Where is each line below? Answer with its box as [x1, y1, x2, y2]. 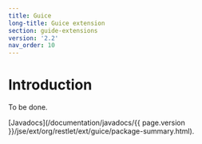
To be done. [8, 102, 48, 112]
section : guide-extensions [8, 26, 98, 34]
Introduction [8, 76, 93, 94]
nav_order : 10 [8, 42, 56, 50]
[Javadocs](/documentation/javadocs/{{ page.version [8, 118, 185, 128]
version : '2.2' [8, 34, 59, 42]
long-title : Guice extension [8, 19, 105, 27]
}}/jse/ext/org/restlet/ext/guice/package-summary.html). [8, 126, 195, 136]
